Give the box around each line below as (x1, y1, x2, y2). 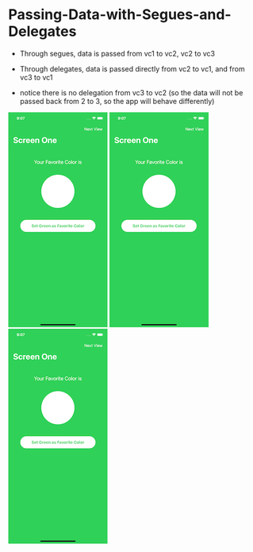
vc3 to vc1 (19, 72, 53, 82)
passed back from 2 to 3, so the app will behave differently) (19, 96, 215, 106)
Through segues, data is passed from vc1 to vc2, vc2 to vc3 (19, 48, 216, 58)
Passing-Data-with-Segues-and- (8, 6, 232, 24)
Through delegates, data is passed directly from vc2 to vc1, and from (19, 64, 245, 73)
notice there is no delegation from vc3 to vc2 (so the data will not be (19, 87, 243, 97)
